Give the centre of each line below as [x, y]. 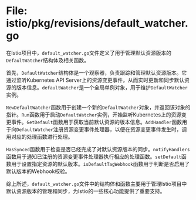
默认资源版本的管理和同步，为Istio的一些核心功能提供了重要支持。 [86, 191]
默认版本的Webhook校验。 [38, 171]
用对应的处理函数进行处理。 [40, 136]
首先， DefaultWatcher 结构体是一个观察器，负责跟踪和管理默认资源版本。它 [97, 72]
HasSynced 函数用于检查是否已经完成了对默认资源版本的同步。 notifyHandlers [98, 149]
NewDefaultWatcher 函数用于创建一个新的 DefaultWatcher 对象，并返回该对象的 [98, 107]
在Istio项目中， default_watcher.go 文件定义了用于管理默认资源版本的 [89, 53]
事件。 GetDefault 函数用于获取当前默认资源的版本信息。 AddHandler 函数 [97, 122]
